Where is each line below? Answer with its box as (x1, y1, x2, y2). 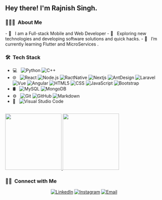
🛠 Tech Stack (5, 53, 41, 60)
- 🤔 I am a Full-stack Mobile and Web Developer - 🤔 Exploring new (5, 30, 146, 36)
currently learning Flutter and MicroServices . (5, 41, 99, 47)
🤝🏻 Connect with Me (5, 177, 57, 184)
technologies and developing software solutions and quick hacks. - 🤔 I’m (5, 35, 157, 41)
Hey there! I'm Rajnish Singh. (5, 4, 97, 12)
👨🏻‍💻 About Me (5, 19, 42, 26)
